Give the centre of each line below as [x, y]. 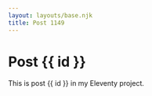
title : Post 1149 [36, 23]
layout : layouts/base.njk [50, 15]
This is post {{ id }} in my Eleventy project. [76, 83]
